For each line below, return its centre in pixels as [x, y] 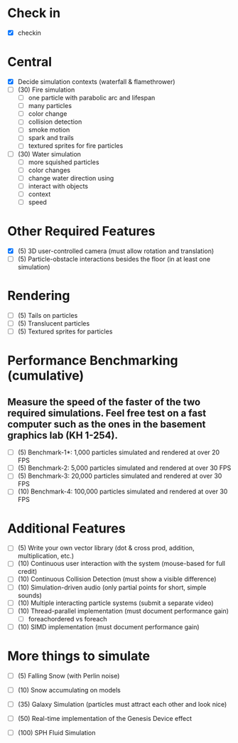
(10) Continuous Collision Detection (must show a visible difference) [117, 579]
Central [29, 62]
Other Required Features [81, 231]
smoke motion [49, 130]
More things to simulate [79, 656]
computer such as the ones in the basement [107, 424]
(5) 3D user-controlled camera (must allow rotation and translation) [116, 251]
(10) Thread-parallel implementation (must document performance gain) [123, 611]
